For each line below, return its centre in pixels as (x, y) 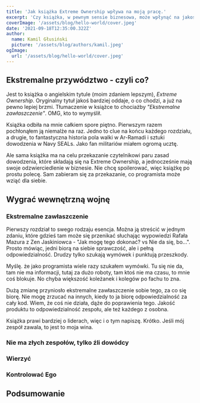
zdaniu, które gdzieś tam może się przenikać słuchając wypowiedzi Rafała (97, 236)
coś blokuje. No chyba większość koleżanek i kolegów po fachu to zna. (93, 279)
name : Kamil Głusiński (40, 39)
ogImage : (17, 51)
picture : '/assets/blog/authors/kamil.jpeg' (68, 45)
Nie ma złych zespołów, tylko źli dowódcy (68, 343)
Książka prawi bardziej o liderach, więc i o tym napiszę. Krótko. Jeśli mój (95, 321)
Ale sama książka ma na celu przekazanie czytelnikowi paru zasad (88, 155)
